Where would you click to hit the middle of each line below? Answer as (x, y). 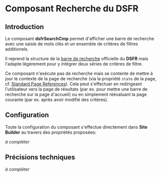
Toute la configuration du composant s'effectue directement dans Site (76, 127)
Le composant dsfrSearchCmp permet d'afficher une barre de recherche (80, 38)
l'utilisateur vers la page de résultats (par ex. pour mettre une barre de (76, 89)
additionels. (17, 49)
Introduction (25, 27)
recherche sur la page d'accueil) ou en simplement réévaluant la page (76, 94)
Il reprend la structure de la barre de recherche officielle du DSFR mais (77, 59)
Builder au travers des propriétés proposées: (51, 132)
